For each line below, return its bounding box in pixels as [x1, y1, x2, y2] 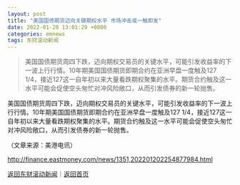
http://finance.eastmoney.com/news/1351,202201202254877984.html [7, 155, 213, 164]
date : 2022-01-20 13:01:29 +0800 [7, 23, 107, 31]
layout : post [7, 10, 46, 18]
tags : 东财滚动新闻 [7, 37, 59, 44]
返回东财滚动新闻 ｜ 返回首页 [7, 170, 89, 179]
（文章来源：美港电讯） [7, 141, 76, 149]
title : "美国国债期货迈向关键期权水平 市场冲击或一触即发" [7, 17, 162, 24]
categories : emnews [7, 30, 66, 38]
